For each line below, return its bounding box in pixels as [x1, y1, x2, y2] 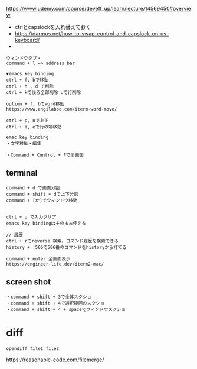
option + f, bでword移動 [6, 101, 65, 107]
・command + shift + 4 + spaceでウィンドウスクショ [6, 306, 126, 312]
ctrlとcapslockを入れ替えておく [14, 24, 91, 30]
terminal [6, 168, 38, 178]
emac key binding [6, 134, 49, 140]
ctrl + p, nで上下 [6, 118, 49, 124]
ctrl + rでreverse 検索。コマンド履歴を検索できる [6, 238, 119, 244]
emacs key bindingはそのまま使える [6, 220, 87, 226]
